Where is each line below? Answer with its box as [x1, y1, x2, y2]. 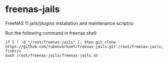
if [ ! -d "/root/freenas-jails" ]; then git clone [5, 39, 116, 45]
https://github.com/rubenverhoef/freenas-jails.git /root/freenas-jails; [5, 44, 164, 49]
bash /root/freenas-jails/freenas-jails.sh [5, 53, 98, 58]
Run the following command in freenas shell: [5, 30, 97, 36]
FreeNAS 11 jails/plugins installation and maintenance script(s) [5, 20, 134, 26]
